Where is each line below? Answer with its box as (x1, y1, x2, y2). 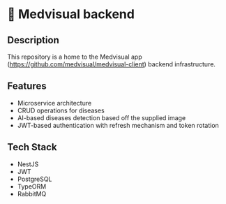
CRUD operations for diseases (17, 106, 105, 115)
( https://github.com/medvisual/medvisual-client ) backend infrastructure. (7, 60, 216, 68)
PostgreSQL (17, 175, 52, 183)
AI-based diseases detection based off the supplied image (17, 113, 186, 122)
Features (7, 80, 47, 92)
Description (7, 34, 59, 46)
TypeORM (17, 182, 47, 191)
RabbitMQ (17, 189, 47, 198)
